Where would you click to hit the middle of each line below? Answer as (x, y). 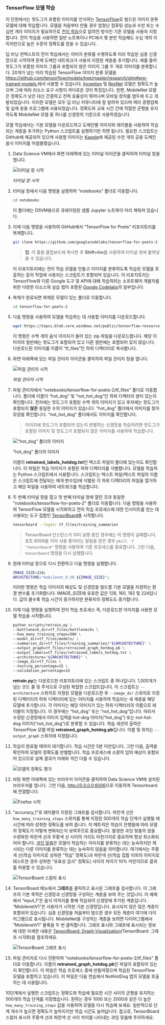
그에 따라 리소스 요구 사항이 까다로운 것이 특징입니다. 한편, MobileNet (81, 90)
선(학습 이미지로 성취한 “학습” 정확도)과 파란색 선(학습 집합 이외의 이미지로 (89, 855)
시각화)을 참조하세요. (38, 937)
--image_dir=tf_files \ (37, 662)
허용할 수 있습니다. (35, 867)
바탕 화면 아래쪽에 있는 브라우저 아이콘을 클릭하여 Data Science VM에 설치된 (86, 779)
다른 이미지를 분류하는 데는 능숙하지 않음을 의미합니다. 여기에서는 (88, 849)
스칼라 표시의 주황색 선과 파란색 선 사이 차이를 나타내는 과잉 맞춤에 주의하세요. (80, 1018)
